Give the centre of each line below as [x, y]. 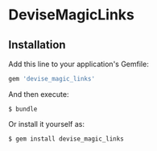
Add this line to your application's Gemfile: [78, 64]
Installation [37, 45]
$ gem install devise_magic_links [66, 139]
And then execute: [39, 94]
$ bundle [23, 109]
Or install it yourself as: [46, 124]
